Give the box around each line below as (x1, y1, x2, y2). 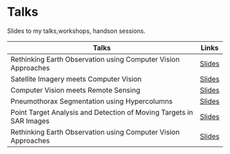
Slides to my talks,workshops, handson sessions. (7, 27, 146, 35)
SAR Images (10, 116, 50, 125)
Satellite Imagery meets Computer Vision (10, 74, 142, 84)
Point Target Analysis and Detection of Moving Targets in (10, 107, 194, 117)
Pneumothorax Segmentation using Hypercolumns (10, 97, 173, 106)
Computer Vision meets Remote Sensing (10, 85, 140, 94)
